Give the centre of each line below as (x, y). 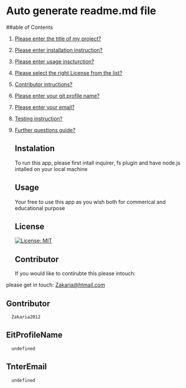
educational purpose (40, 208)
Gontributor (28, 303)
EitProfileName (34, 335)
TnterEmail (26, 367)
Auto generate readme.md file (81, 11)
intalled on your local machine (51, 169)
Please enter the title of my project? (58, 38)
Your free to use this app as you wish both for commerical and (90, 202)
